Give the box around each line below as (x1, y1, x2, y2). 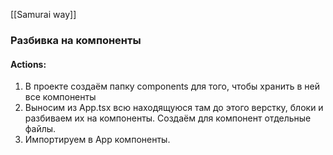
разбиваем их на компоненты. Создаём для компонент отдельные (24, 112, 312, 124)
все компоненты (24, 91, 97, 103)
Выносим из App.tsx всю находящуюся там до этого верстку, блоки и (24, 102, 324, 114)
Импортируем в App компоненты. (24, 134, 171, 146)
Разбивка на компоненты (10, 33, 142, 47)
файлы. (24, 123, 57, 135)
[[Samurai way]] (10, 9, 77, 20)
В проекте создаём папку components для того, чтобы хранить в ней (24, 80, 321, 93)
